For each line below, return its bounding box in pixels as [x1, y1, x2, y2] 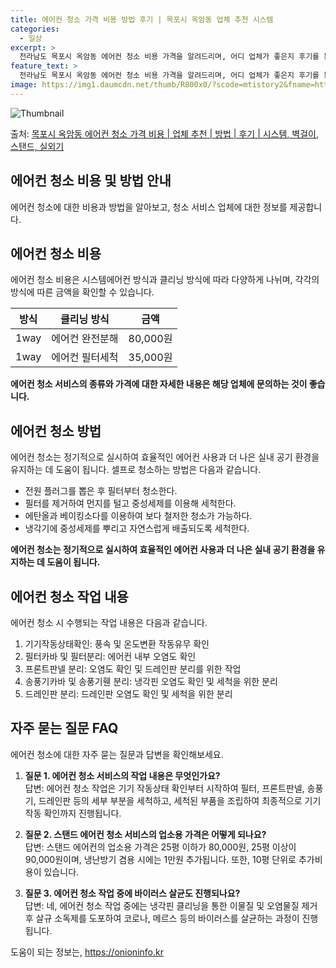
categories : [10, 24, 60, 34]
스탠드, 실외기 [10, 140, 65, 152]
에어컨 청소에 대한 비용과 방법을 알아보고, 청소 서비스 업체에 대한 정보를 [10, 201, 288, 213]
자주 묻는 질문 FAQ [10, 720, 119, 737]
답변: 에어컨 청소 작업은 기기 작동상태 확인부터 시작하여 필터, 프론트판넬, [24, 782, 305, 794]
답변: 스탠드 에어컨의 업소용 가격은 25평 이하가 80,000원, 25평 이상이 [24, 841, 297, 853]
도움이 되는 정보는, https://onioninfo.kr [10, 946, 164, 958]
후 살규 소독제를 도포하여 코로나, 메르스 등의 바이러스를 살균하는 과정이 [24, 912, 300, 924]
